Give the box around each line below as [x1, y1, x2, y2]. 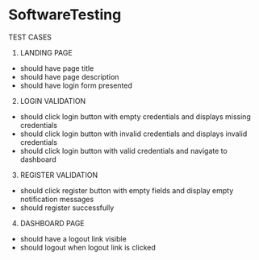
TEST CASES [8, 32, 52, 42]
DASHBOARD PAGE [19, 218, 85, 228]
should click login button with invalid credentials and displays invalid [19, 129, 248, 138]
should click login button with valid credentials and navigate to [19, 146, 228, 155]
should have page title [19, 63, 94, 73]
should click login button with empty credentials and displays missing [19, 111, 252, 122]
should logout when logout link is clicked [19, 242, 156, 252]
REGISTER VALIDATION [19, 170, 98, 180]
